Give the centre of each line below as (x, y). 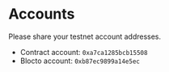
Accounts (42, 14)
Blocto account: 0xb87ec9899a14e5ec (80, 61)
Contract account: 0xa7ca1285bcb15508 (84, 52)
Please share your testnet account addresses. (85, 36)
